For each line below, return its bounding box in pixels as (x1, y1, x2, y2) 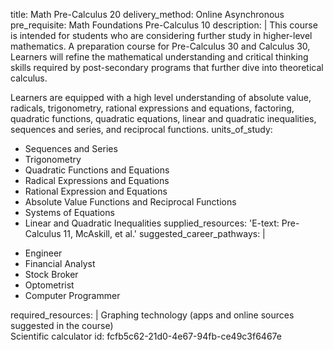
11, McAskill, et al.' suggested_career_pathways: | (63, 228, 266, 239)
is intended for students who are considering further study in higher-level (10, 30, 313, 41)
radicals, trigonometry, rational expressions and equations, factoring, (10, 102, 295, 114)
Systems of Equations (24, 207, 115, 218)
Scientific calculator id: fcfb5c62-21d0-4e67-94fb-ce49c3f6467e (10, 330, 282, 342)
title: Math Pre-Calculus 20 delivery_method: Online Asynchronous (10, 9, 285, 20)
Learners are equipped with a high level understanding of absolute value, (10, 92, 312, 103)
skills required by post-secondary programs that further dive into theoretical (10, 62, 324, 73)
